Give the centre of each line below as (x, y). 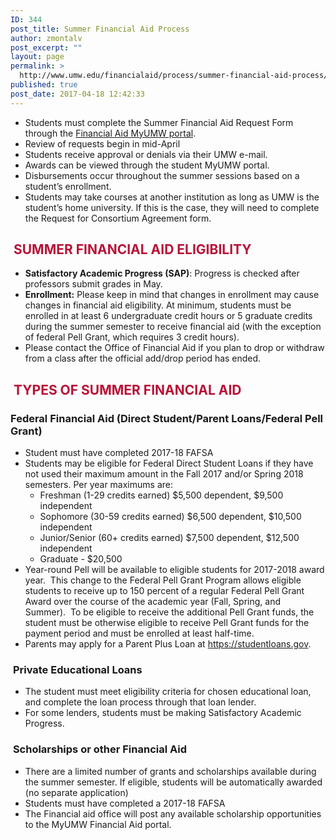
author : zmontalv (46, 38)
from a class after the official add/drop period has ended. (143, 358)
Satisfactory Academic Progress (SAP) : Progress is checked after (162, 273)
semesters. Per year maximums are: (98, 485)
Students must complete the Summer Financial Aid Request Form (159, 122)
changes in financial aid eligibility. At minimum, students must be (158, 305)
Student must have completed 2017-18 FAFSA (119, 453)
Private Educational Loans (77, 670)
